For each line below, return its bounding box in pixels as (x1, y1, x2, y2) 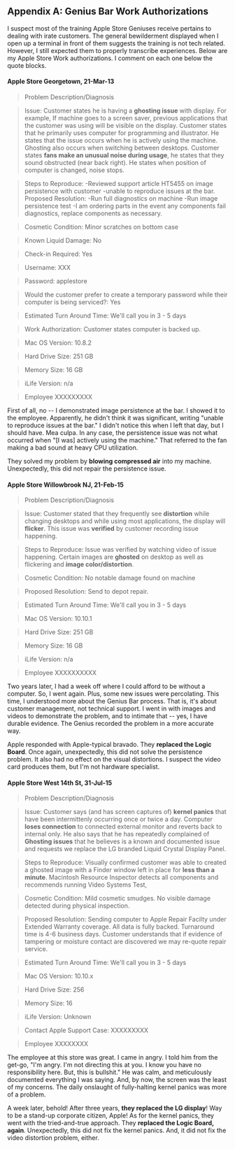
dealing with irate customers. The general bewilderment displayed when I (7, 31, 219, 40)
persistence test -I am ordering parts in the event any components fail (24, 202, 226, 210)
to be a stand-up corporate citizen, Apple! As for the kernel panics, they (7, 1111, 215, 1120)
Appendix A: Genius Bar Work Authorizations (7, 6, 208, 17)
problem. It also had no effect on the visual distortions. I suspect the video (7, 755, 222, 764)
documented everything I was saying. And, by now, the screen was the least (7, 1076, 227, 1084)
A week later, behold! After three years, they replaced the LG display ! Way (7, 1104, 222, 1113)
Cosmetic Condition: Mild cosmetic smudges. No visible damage (24, 894, 211, 903)
